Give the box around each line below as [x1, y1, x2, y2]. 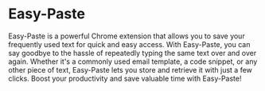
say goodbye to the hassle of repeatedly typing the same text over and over [8, 48, 257, 57]
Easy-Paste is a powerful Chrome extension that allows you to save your [8, 31, 245, 41]
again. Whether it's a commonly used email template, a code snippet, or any [8, 57, 258, 66]
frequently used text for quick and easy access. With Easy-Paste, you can [8, 39, 251, 49]
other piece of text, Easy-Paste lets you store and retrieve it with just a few [8, 65, 253, 74]
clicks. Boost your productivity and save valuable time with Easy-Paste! [8, 73, 242, 83]
